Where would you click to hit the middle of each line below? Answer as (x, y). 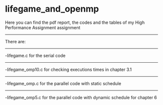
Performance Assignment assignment (43, 27)
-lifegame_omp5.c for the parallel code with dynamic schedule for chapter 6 (81, 97)
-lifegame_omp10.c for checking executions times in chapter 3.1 (68, 70)
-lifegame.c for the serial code (35, 55)
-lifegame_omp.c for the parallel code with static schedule (63, 83)
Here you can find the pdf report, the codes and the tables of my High (75, 22)
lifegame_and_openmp (52, 9)
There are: (15, 41)
